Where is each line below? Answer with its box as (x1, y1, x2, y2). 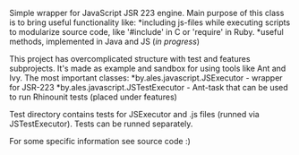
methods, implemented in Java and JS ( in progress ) (9, 36, 200, 47)
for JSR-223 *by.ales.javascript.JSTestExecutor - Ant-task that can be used (9, 82, 288, 92)
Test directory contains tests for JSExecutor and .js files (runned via (9, 109, 260, 119)
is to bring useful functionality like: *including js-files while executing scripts (9, 17, 291, 28)
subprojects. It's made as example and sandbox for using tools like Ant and (9, 63, 286, 73)
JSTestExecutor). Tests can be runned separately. (9, 118, 193, 129)
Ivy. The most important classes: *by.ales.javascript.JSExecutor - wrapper (9, 73, 284, 83)
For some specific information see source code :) (9, 136, 191, 146)
